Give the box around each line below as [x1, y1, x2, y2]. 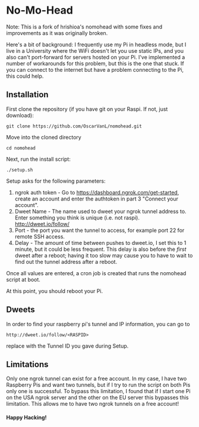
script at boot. [6, 276, 40, 283]
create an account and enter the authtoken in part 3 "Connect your [14, 195, 179, 202]
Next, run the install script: [6, 155, 71, 162]
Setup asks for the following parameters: [6, 177, 106, 184]
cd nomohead [6, 145, 36, 151]
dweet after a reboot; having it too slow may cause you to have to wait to [14, 251, 193, 259]
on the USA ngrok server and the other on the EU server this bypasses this [6, 394, 189, 401]
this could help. [6, 72, 44, 79]
